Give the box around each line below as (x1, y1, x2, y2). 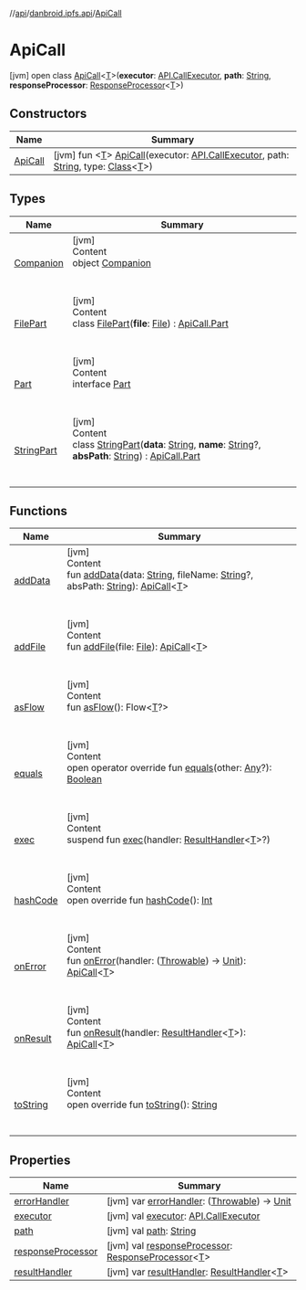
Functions (9, 502, 68, 519)
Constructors (9, 106, 87, 122)
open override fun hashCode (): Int (66, 894, 213, 907)
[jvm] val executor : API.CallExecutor (106, 1210, 260, 1222)
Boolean (66, 773, 103, 786)
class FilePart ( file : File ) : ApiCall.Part (72, 317, 229, 330)
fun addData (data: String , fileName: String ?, (66, 568, 253, 581)
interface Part (72, 377, 131, 390)
